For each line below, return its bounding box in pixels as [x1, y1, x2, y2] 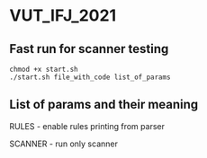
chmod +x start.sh [9, 65, 78, 74]
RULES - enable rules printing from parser [9, 120, 165, 131]
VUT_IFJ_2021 [9, 5, 117, 26]
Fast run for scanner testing [9, 41, 169, 57]
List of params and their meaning [9, 97, 199, 112]
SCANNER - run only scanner [9, 138, 119, 149]
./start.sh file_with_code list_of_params [9, 73, 171, 82]
